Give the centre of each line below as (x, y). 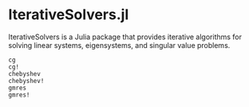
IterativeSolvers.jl (69, 15)
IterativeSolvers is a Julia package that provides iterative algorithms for (125, 37)
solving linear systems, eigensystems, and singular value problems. (119, 45)
